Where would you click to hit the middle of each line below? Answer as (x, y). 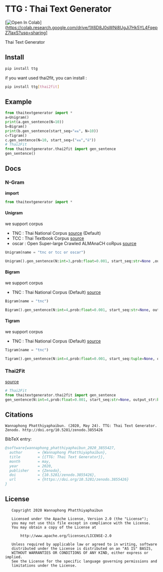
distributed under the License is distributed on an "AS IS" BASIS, (82, 548)
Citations (19, 415)
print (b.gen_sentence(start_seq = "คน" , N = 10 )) (52, 131)
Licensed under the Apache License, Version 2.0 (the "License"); (80, 519)
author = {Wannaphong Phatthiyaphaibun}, (58, 453)
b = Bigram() (16, 126)
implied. (14, 557)
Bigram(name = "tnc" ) (27, 301)
